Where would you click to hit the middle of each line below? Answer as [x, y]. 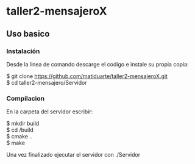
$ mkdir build [23, 124]
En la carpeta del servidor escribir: [50, 112]
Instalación [23, 51]
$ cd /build [20, 130]
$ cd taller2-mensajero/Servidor [47, 82]
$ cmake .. [19, 137]
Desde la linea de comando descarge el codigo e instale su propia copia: [97, 64]
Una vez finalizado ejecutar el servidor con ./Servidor [73, 155]
